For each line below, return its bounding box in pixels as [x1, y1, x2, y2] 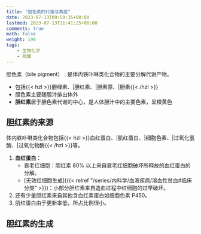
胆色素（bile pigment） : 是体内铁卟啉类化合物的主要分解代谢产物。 [6, 70, 172, 78]
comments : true [6, 25, 44, 32]
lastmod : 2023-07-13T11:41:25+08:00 [6, 20, 98, 26]
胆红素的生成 [6, 218, 54, 229]
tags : [6, 42, 20, 48]
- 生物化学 [17, 48, 41, 54]
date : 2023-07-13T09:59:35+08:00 [6, 14, 90, 20]
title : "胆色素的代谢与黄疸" [6, 8, 71, 15]
